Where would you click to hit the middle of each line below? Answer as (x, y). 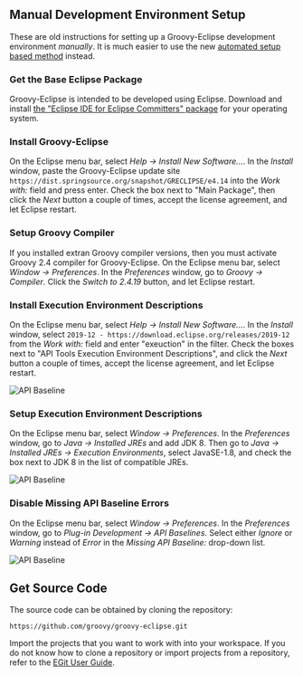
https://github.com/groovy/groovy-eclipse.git (99, 627)
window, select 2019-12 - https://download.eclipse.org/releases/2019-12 (150, 334)
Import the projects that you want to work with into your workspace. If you (147, 643)
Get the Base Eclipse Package (76, 79)
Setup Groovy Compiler (62, 233)
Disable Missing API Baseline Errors (90, 503)
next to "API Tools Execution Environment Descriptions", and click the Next (148, 353)
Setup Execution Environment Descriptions (106, 414)
